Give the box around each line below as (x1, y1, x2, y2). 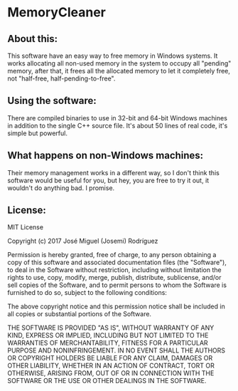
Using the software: (7, 95, 97, 107)
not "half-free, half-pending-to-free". (7, 74, 116, 83)
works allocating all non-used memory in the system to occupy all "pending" (7, 59, 232, 68)
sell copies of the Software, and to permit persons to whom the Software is (7, 281, 227, 289)
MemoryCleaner (7, 4, 107, 21)
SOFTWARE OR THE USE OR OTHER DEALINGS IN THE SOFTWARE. (7, 377, 207, 385)
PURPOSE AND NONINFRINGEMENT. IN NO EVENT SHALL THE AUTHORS (7, 346, 226, 355)
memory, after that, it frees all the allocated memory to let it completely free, (7, 67, 231, 75)
